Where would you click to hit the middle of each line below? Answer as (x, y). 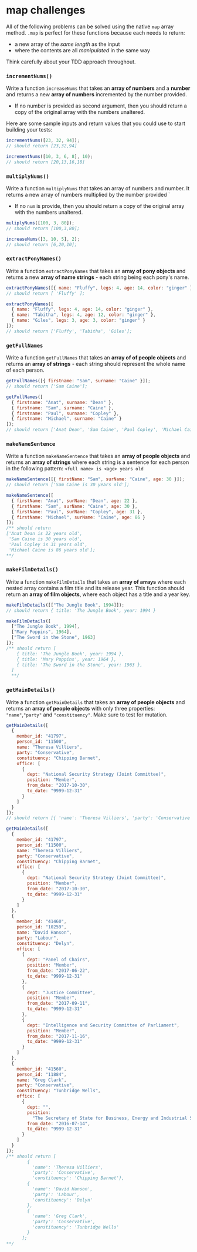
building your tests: (29, 130)
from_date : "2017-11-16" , (59, 1036)
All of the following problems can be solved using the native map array (90, 26)
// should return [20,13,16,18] (45, 162)
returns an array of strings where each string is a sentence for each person (98, 462)
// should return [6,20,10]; (42, 244)
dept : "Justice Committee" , (61, 992)
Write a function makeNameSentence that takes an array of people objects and (98, 456)
